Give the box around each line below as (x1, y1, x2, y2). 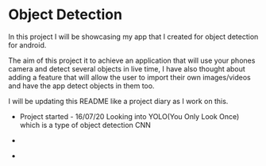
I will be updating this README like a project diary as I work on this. (8, 96, 229, 106)
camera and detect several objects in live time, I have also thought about (8, 64, 246, 73)
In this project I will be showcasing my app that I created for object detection (8, 32, 259, 41)
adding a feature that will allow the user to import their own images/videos (8, 72, 252, 82)
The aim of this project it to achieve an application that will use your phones (8, 56, 256, 65)
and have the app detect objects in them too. (8, 81, 155, 91)
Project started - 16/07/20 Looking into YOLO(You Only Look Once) (19, 111, 240, 121)
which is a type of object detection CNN (19, 120, 151, 129)
